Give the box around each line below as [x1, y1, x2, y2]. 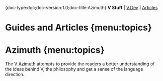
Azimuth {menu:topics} [5, 44, 105, 56]
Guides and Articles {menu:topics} [5, 22, 153, 33]
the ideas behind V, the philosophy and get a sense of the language [5, 66, 143, 72]
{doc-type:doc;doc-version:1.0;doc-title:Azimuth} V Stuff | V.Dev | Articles [5, 5, 158, 10]
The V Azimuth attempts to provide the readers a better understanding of [5, 61, 155, 67]
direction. [5, 72, 25, 78]
